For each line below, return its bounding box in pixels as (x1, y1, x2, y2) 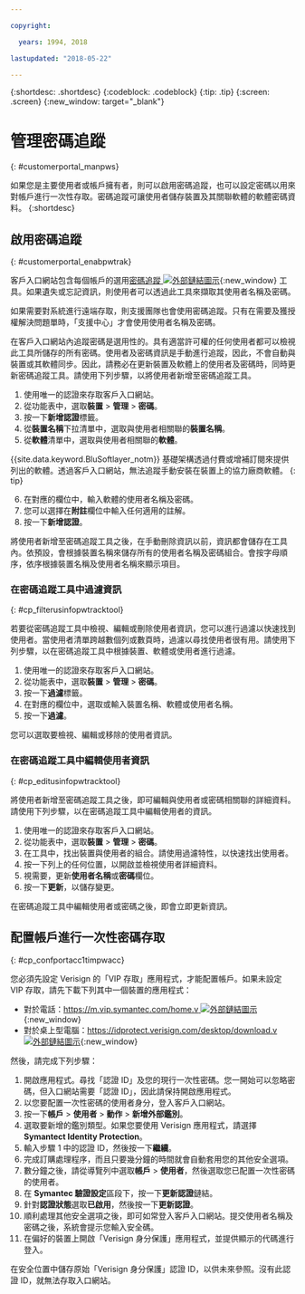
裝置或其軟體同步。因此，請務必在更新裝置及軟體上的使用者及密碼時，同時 (10, 359, 288, 369)
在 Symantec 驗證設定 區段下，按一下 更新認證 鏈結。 (23, 1187, 218, 1198)
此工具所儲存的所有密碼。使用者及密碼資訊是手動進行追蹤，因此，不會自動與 (10, 348, 296, 359)
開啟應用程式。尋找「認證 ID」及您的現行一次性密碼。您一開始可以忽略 (23, 1074, 288, 1085)
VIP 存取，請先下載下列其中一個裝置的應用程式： (10, 984, 193, 995)
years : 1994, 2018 (18, 37, 89, 46)
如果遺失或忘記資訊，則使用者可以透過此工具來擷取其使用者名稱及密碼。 (25, 286, 296, 297)
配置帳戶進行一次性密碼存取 (10, 930, 166, 945)
